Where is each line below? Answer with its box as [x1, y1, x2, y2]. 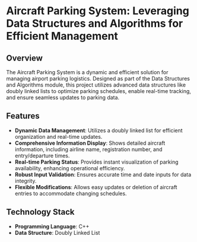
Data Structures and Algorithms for [6, 17, 183, 30]
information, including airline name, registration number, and [14, 145, 163, 152]
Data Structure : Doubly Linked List [14, 229, 100, 236]
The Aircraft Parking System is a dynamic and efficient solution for [6, 69, 169, 75]
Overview [6, 53, 43, 63]
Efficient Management [6, 30, 119, 43]
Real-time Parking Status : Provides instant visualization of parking [14, 158, 179, 165]
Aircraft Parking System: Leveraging [6, 4, 190, 18]
